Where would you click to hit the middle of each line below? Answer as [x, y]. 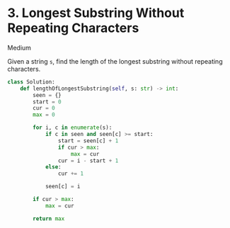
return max [49, 218]
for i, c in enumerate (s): [73, 128]
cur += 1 [70, 174]
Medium [19, 47]
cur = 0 [44, 108]
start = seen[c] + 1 [88, 141]
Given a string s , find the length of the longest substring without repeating [115, 61]
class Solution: [31, 82]
